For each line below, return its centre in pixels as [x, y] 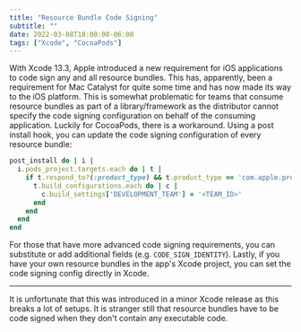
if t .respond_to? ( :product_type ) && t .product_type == [130, 178]
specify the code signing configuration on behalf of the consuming [133, 116]
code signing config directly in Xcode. [79, 274]
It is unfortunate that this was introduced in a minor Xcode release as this [144, 299]
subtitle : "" [34, 26]
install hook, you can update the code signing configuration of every [135, 135]
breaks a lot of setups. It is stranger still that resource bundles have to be [144, 309]
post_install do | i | [52, 161]
